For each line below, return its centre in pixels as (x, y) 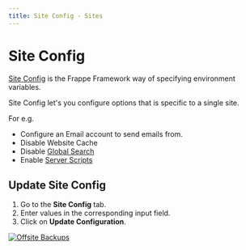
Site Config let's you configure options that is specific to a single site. (124, 103)
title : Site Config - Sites (56, 16)
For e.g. (21, 118)
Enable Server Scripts (56, 159)
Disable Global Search (57, 151)
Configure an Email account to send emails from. (102, 133)
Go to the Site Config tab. (63, 205)
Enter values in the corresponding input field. (95, 213)
